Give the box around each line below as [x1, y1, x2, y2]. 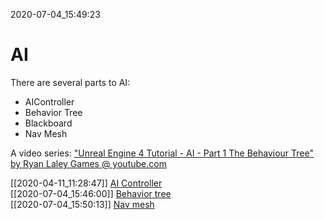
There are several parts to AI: [10, 76, 131, 88]
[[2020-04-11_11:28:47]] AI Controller [10, 177, 163, 189]
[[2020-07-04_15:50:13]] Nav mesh [10, 198, 155, 210]
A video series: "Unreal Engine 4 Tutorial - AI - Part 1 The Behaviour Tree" [10, 147, 314, 159]
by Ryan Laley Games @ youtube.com [10, 157, 167, 169]
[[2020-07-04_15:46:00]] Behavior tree [10, 187, 172, 199]
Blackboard [24, 117, 73, 129]
